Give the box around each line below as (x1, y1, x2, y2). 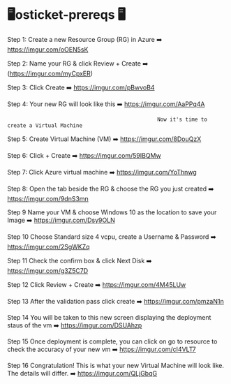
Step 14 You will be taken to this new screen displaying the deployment (7, 313, 211, 321)
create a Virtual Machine (7, 121, 82, 129)
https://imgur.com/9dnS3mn (7, 194, 89, 202)
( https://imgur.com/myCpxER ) (7, 69, 93, 77)
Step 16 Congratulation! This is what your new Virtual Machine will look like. (7, 361, 225, 369)
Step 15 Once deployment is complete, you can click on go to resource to (7, 337, 218, 346)
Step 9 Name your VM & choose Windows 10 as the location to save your (7, 208, 217, 216)
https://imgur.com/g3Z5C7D (7, 266, 89, 274)
